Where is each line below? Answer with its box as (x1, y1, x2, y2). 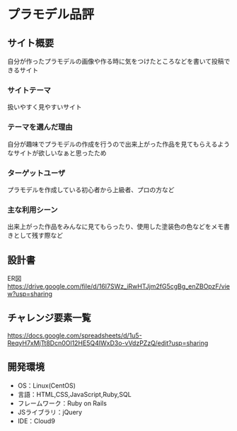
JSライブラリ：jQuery (17, 408, 83, 416)
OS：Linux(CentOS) (17, 381, 76, 390)
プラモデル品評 (7, 6, 95, 23)
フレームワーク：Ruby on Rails (17, 398, 108, 408)
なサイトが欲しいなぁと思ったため (7, 148, 107, 157)
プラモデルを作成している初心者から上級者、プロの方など (7, 185, 175, 194)
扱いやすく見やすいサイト (7, 103, 82, 111)
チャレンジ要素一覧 (7, 312, 91, 324)
